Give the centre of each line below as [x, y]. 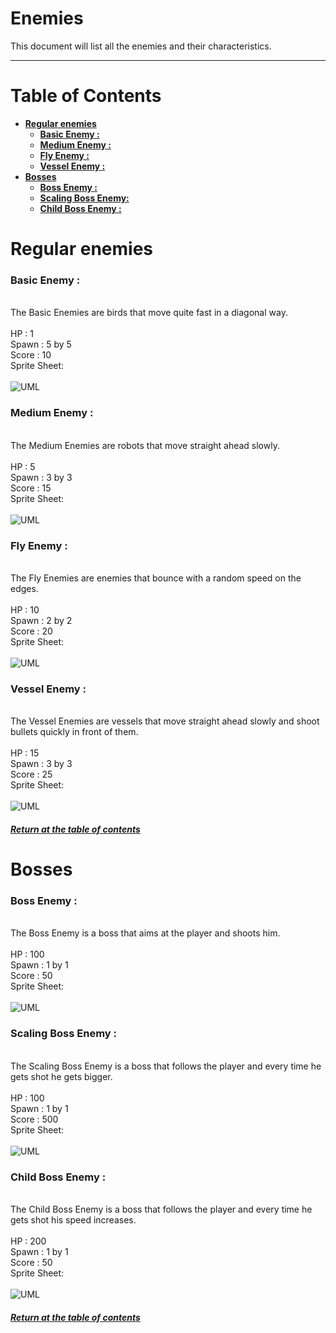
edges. [24, 588]
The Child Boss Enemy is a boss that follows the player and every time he [161, 1209]
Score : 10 [31, 355]
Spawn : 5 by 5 [41, 344]
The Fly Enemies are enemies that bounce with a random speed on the [156, 578]
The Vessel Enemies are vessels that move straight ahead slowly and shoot [165, 721]
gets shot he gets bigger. [61, 1076]
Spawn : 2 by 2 [41, 620]
